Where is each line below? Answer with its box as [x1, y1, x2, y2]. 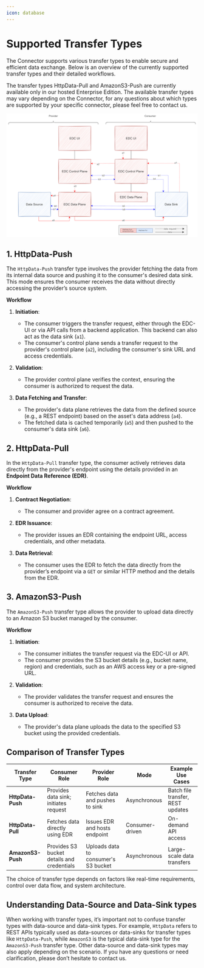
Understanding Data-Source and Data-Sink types [6, 899, 197, 910]
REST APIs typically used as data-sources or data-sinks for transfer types [6, 929, 191, 936]
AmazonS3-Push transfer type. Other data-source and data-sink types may [6, 942, 188, 949]
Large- [168, 846, 186, 853]
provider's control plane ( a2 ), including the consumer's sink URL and [24, 346, 196, 353]
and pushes [86, 796, 115, 804]
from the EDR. [24, 574, 59, 582]
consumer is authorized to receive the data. [24, 699, 134, 707]
